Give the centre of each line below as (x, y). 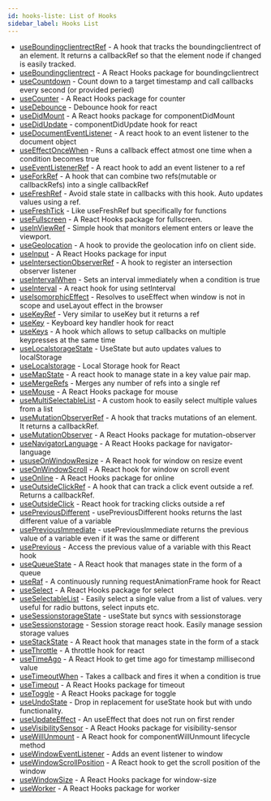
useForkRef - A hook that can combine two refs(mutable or (118, 176)
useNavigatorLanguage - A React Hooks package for (108, 443)
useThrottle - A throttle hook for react (82, 650)
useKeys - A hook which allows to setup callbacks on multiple (123, 331)
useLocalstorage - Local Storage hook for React (99, 365)
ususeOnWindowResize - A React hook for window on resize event (131, 460)
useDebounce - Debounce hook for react (88, 107)
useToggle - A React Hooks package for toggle (97, 693)
